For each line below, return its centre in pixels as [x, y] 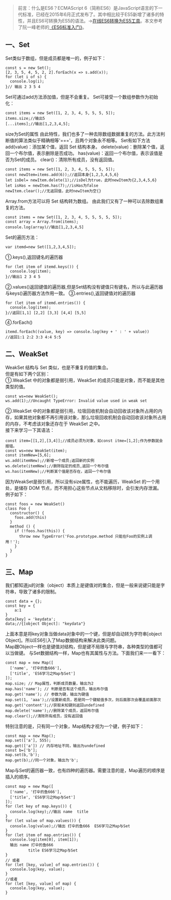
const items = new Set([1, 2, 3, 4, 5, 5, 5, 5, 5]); [64, 217]
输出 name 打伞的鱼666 [32, 845]
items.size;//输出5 [25, 118]
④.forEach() [19, 322]
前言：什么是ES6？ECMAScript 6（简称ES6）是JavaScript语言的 [86, 8]
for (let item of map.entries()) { [43, 835]
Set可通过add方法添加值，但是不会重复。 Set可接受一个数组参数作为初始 [82, 97]
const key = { [20, 606]
